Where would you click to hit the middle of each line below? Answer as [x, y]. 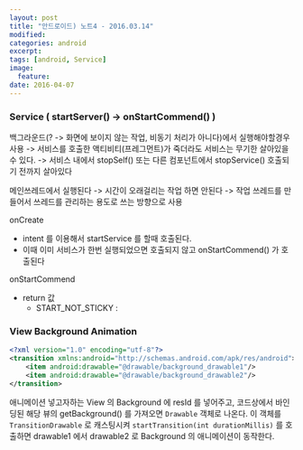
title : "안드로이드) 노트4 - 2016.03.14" [82, 26]
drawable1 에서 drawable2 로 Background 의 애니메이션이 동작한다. [154, 436]
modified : [28, 34]
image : [22, 69]
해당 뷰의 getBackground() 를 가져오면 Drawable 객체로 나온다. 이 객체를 [154, 413]
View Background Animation [73, 331]
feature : [34, 77]
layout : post [34, 18]
